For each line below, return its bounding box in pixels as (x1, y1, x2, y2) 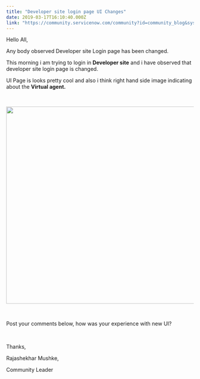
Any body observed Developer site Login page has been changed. (6, 48, 169, 55)
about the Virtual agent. (6, 83, 66, 90)
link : (6, 20, 20, 26)
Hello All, (6, 36, 29, 43)
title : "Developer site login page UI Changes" (6, 8, 127, 15)
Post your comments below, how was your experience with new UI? (6, 320, 172, 327)
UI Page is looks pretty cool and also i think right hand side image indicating (6, 77, 192, 84)
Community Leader (6, 367, 54, 374)
